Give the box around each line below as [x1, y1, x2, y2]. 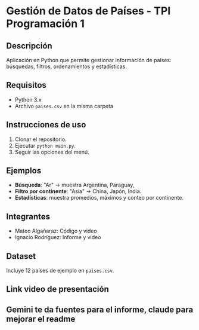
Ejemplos [6, 166, 42, 176]
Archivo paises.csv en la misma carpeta [14, 102, 114, 109]
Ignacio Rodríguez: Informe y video [14, 234, 101, 241]
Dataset [6, 251, 36, 261]
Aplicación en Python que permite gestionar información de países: [6, 57, 172, 63]
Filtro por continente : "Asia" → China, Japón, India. [14, 188, 142, 195]
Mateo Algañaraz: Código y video [14, 227, 97, 234]
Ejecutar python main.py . [14, 142, 76, 149]
